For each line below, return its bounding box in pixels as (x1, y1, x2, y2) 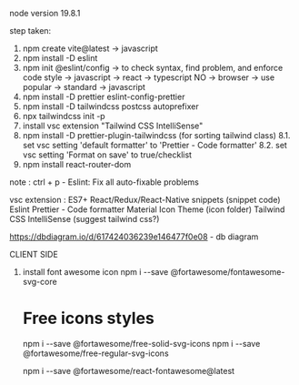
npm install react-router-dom (22, 159, 132, 169)
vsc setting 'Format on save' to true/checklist (22, 149, 193, 160)
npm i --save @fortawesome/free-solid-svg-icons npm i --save (22, 338, 261, 349)
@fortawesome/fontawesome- (170, 267, 285, 277)
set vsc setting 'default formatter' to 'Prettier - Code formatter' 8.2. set (22, 140, 288, 150)
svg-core (22, 277, 57, 287)
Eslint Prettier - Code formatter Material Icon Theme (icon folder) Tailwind (9, 204, 285, 215)
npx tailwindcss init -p (22, 111, 106, 121)
